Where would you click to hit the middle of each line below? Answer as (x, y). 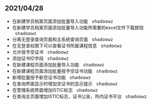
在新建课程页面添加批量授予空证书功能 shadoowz (65, 71)
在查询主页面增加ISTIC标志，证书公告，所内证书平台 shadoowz (79, 96)
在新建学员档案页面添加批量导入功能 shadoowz (63, 21)
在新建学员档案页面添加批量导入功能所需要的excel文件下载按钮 (78, 27)
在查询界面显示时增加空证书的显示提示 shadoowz (65, 84)
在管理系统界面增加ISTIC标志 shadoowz (55, 90)
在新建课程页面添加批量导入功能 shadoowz (58, 64)
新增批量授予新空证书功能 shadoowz (52, 77)
